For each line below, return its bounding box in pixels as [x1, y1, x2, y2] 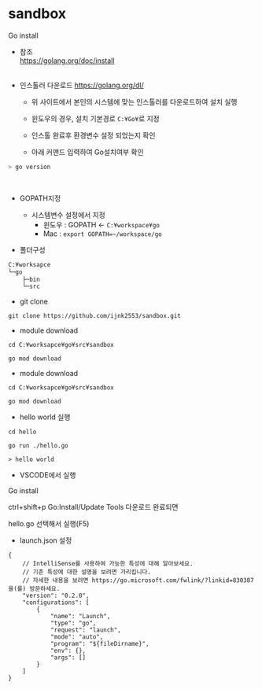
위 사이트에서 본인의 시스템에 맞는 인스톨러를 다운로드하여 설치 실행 [31, 97, 238, 106]
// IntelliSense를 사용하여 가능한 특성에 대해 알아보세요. [22, 560, 194, 568]
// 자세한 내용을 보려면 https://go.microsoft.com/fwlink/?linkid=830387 [22, 577, 254, 584]
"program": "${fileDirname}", [50, 640, 149, 648]
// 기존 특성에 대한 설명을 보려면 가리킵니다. [22, 568, 151, 577]
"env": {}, [50, 647, 87, 655]
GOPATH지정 [19, 193, 61, 203]
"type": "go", [50, 619, 97, 628]
